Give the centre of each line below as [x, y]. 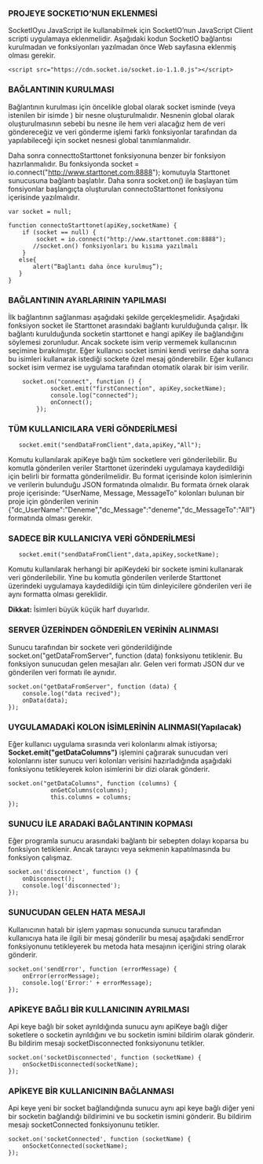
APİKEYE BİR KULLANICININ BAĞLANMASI [91, 1091]
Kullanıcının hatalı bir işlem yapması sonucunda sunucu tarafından [115, 929]
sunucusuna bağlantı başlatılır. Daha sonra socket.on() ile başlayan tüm [123, 180]
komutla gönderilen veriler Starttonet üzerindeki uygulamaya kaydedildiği [126, 468]
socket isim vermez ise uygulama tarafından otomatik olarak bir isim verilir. [129, 367]
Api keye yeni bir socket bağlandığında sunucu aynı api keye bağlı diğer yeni [131, 1108]
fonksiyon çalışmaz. [40, 857]
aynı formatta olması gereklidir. [58, 594]
